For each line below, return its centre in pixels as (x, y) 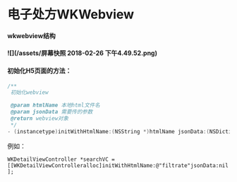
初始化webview (29, 92)
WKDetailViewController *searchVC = (61, 159)
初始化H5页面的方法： (39, 71)
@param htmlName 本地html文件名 (55, 105)
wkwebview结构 (31, 35)
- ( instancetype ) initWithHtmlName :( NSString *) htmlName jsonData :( (109, 131)
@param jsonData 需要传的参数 (51, 112)
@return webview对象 (39, 119)
